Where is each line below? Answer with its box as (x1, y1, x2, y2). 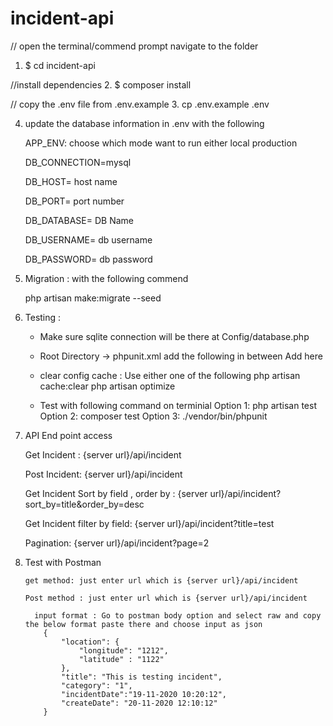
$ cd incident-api (24, 59, 96, 71)
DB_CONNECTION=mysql (24, 156, 132, 168)
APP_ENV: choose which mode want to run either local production (24, 137, 298, 149)
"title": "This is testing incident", (61, 672, 223, 682)
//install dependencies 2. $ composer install (10, 78, 192, 91)
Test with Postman (24, 556, 102, 568)
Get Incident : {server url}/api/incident (24, 448, 182, 461)
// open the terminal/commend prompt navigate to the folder (10, 40, 259, 52)
